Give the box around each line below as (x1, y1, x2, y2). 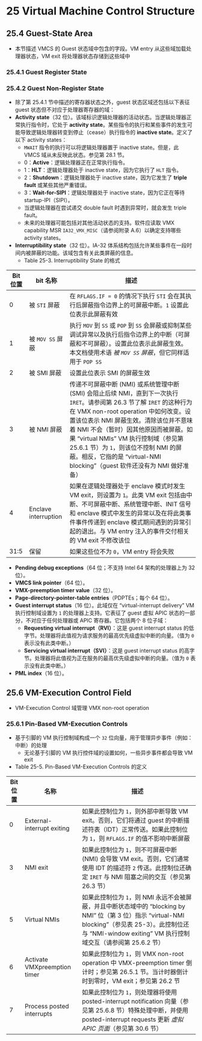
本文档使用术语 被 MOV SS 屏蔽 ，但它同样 (69, 349, 183, 357)
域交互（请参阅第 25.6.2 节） (82, 938, 165, 947)
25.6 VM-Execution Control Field (6, 688, 132, 698)
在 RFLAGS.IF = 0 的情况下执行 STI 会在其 (69, 292, 186, 300)
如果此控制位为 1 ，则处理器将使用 (82, 988, 177, 996)
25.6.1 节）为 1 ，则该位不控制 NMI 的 (69, 443, 176, 452)
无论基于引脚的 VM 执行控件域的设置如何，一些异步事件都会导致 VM (23, 749, 194, 756)
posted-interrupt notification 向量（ (82, 997, 183, 1005)
